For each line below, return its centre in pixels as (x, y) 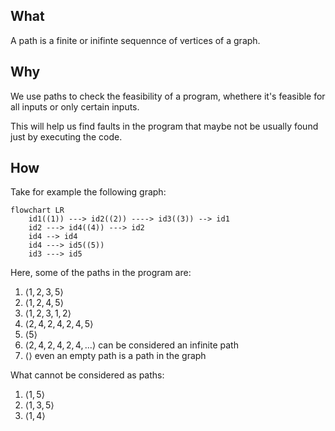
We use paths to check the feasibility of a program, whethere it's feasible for (168, 96)
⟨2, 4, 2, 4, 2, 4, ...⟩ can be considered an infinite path (131, 345)
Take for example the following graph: (88, 192)
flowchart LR (37, 210)
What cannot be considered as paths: (87, 375)
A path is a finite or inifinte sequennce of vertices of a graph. (135, 40)
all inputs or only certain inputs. (75, 106)
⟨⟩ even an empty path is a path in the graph (115, 356)
